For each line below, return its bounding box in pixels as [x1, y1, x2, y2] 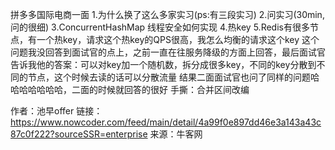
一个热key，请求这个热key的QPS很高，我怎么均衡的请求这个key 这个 [36, 34, 320, 45]
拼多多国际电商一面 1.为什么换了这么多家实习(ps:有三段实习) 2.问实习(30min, [10, 9, 325, 20]
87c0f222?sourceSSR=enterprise [10, 128, 148, 140]
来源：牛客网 [149, 128, 203, 140]
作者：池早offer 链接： [10, 105, 103, 117]
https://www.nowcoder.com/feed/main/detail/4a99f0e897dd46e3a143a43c [10, 116, 322, 128]
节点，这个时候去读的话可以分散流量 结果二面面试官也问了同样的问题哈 [27, 71, 320, 83]
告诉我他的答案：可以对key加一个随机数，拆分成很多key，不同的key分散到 [10, 59, 317, 70]
